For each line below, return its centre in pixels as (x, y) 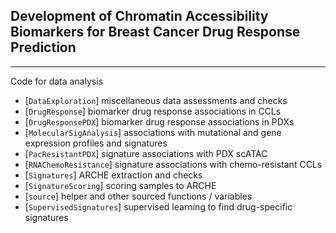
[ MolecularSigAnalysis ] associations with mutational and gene (153, 132)
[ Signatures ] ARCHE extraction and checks (113, 175)
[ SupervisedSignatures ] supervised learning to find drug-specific (158, 206)
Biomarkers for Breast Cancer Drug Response (155, 32)
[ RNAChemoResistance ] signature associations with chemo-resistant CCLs (173, 164)
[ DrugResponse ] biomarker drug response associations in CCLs (153, 111)
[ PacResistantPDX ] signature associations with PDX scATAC (146, 153)
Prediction (43, 47)
